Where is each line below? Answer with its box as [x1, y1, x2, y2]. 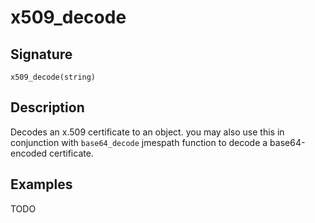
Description [10, 99, 85, 116]
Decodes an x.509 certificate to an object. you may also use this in [10, 126, 285, 138]
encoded [10, 147, 48, 159]
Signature [10, 46, 73, 63]
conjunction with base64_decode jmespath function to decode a [10, 136, 268, 148]
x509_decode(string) [10, 72, 97, 82]
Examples [10, 176, 73, 193]
